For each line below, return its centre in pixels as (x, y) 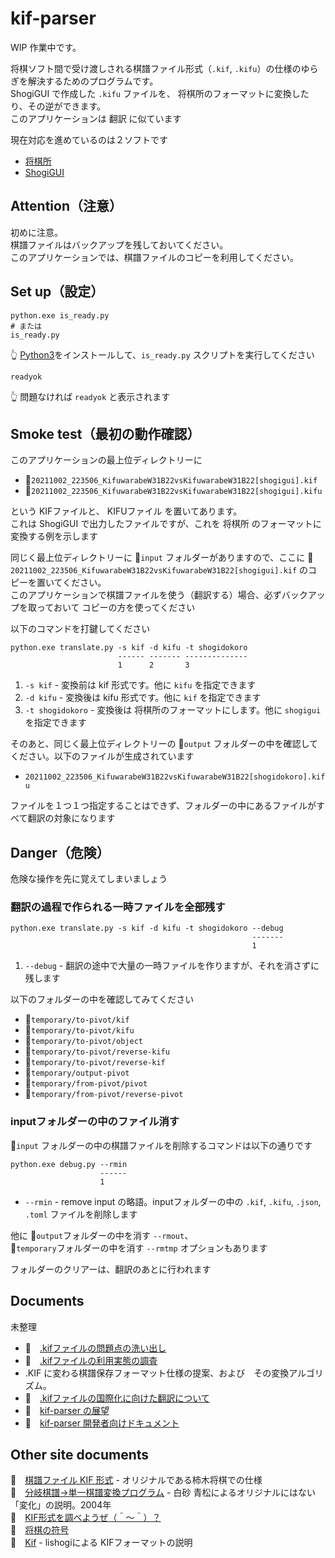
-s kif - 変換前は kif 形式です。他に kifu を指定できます (140, 685)
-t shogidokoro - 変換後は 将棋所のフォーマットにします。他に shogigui (173, 710)
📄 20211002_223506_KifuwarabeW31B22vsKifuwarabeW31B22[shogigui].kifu (173, 491)
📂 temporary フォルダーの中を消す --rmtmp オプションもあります (139, 1248)
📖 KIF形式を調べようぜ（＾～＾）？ (86, 1518)
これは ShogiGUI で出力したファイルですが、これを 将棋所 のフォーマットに (166, 524)
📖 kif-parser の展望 (67, 1410)
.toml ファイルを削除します (81, 1214)
